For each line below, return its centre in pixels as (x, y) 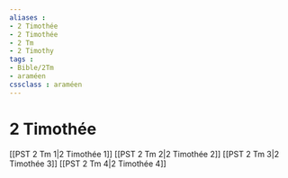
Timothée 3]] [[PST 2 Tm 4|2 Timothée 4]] (88, 164)
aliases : (28, 18)
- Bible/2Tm (31, 68)
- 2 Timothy (31, 51)
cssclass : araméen (46, 85)
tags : (22, 59)
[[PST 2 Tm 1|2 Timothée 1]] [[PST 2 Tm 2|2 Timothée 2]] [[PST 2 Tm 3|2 (144, 154)
